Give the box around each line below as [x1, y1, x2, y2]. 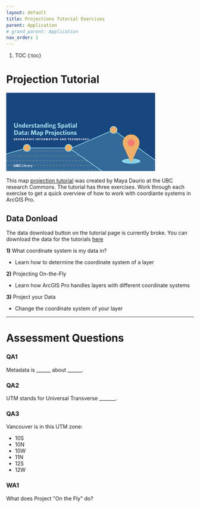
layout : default [6, 10, 46, 16]
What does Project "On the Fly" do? [6, 495, 93, 502]
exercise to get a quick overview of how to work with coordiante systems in [6, 190, 192, 197]
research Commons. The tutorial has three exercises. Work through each [6, 184, 185, 191]
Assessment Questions [6, 332, 124, 345]
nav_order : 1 [6, 35, 39, 41]
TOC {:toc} [14, 52, 42, 59]
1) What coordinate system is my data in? [6, 247, 107, 255]
